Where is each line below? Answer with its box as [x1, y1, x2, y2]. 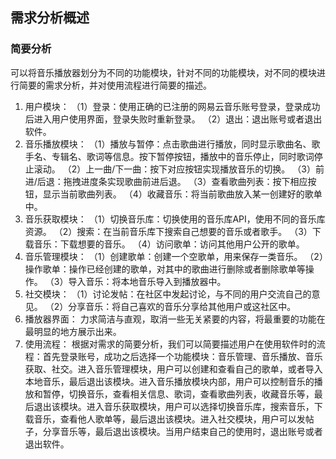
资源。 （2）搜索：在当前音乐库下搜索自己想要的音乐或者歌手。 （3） [24, 225, 313, 237]
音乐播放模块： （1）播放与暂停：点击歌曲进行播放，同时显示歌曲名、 [24, 138, 312, 150]
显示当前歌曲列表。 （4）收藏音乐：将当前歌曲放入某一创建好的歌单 [42, 188, 323, 200]
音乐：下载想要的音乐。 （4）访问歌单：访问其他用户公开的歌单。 [33, 238, 305, 250]
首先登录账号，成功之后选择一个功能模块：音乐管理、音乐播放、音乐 [42, 350, 323, 362]
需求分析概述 [10, 9, 90, 27]
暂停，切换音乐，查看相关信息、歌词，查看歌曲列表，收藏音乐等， [42, 388, 315, 400]
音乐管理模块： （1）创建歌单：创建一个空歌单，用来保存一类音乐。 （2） [24, 250, 324, 262]
